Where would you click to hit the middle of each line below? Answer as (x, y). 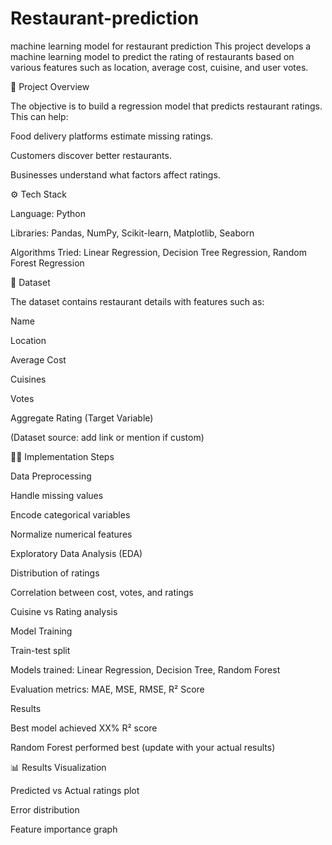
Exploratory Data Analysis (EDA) (76, 553)
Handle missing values (57, 495)
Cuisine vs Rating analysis (64, 611)
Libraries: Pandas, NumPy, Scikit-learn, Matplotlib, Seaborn (132, 233)
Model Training (41, 631)
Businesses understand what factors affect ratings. (115, 174)
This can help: (39, 116)
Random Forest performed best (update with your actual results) (143, 747)
